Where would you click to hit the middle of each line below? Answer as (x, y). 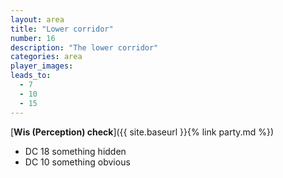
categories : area (46, 57)
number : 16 (33, 38)
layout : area (37, 19)
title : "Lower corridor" (62, 29)
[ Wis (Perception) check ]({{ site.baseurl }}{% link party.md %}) (142, 132)
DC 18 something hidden (75, 151)
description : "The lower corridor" (84, 47)
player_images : (42, 66)
